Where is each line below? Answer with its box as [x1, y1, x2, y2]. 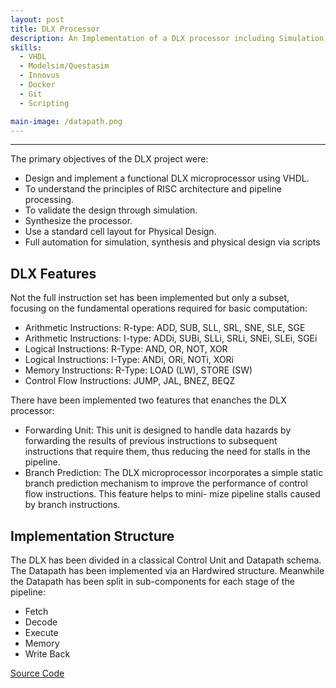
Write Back [24, 648, 71, 660]
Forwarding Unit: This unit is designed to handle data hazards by [24, 424, 292, 436]
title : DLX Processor [10, 24, 101, 34]
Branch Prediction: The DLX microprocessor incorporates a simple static [24, 467, 324, 479]
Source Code [10, 667, 65, 679]
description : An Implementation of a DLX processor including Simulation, [10, 33, 329, 43]
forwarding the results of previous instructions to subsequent [24, 435, 278, 447]
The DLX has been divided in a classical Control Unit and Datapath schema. [10, 554, 322, 566]
